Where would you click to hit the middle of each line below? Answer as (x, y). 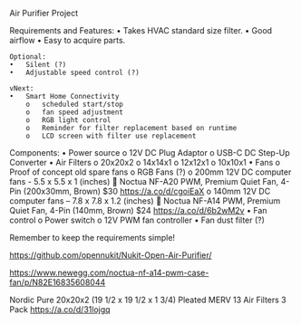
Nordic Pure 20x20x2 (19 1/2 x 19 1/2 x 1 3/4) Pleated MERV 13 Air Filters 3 (148, 300)
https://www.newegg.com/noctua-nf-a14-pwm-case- (109, 272)
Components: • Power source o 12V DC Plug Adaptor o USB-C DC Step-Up (150, 152)
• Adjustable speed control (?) (75, 72)
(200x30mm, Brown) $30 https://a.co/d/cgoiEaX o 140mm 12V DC (147, 191)
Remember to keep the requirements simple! (92, 238)
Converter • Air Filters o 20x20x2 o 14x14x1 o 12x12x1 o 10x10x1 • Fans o (145, 162)
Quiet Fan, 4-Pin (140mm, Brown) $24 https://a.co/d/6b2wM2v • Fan (138, 210)
